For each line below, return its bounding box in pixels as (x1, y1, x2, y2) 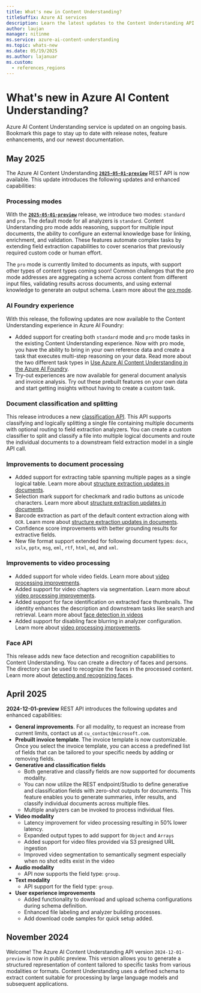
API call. (6, 445, 27, 452)
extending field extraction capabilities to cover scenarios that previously (6, 243, 185, 250)
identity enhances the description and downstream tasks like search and (14, 604, 195, 612)
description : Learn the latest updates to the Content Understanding (6, 20, 184, 26)
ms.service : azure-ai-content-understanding (6, 37, 119, 43)
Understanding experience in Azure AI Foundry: (6, 321, 124, 328)
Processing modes (6, 197, 62, 206)
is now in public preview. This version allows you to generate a (26, 955, 181, 962)
